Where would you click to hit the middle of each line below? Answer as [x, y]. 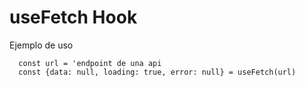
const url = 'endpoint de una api [90, 63]
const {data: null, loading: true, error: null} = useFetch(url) [157, 72]
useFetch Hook [73, 17]
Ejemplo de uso [41, 45]
